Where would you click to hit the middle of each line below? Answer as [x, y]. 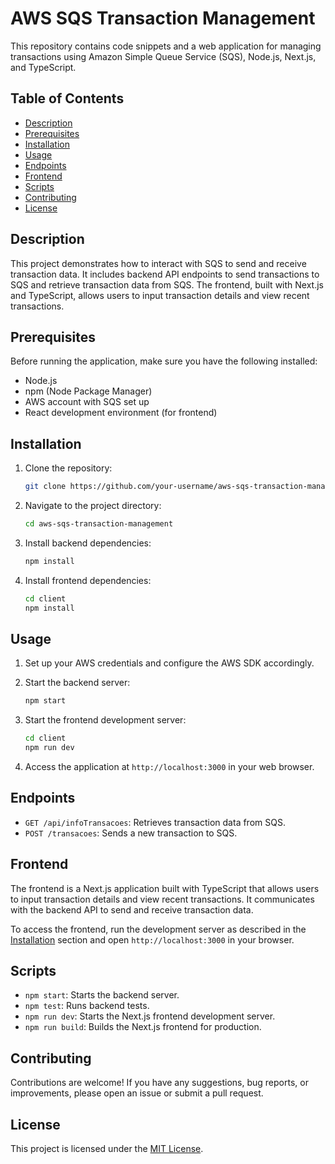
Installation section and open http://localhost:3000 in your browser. [152, 939]
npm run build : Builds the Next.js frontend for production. [143, 1027]
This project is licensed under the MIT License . [107, 1149]
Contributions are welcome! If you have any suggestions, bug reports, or [159, 1083]
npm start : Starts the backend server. [102, 995]
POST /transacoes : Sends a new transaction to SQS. [131, 833]
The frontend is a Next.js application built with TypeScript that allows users [165, 888]
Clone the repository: [68, 468]
